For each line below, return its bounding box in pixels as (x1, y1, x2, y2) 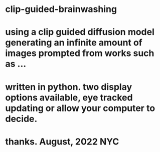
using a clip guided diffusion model (5, 26, 154, 38)
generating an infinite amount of (5, 37, 143, 48)
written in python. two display (5, 81, 132, 92)
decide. (5, 113, 38, 124)
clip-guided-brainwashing (5, 3, 117, 15)
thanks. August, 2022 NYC (5, 136, 119, 147)
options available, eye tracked (5, 91, 133, 103)
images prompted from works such (5, 47, 154, 59)
